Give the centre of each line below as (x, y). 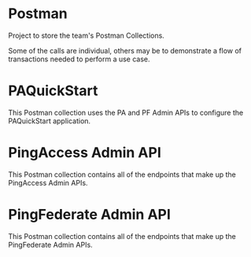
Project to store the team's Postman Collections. (87, 35)
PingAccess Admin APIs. (48, 182)
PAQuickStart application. (50, 121)
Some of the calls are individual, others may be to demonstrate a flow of (125, 50)
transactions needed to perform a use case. (79, 59)
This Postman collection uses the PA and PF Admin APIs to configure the (126, 112)
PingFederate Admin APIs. (50, 244)
